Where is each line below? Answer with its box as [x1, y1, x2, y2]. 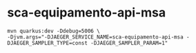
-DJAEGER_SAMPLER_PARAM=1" [90, 39, 168, 46]
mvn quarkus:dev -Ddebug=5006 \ [7, 28, 100, 34]
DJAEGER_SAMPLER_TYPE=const [7, 39, 88, 46]
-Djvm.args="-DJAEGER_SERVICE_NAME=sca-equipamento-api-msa [7, 33, 184, 41]
